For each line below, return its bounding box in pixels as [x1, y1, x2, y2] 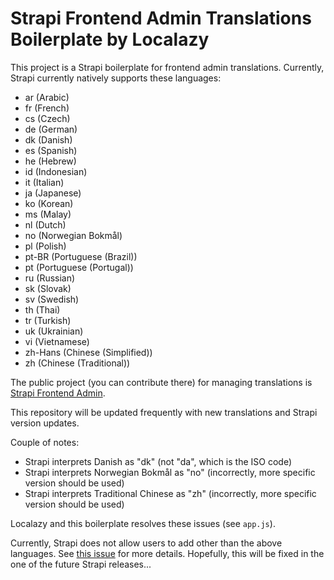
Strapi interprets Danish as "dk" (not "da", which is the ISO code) [24, 455, 293, 467]
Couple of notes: [10, 436, 80, 448]
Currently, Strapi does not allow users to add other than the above [10, 537, 283, 549]
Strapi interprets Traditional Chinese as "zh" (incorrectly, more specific [24, 487, 317, 499]
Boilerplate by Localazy [10, 28, 210, 51]
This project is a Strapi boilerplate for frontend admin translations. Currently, [10, 61, 325, 73]
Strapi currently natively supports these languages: [10, 72, 222, 84]
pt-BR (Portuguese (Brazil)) [24, 250, 138, 262]
